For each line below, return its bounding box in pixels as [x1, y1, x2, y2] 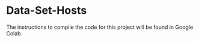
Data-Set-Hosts [6, 4, 87, 17]
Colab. [6, 29, 23, 37]
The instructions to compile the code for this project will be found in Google [6, 23, 194, 31]
